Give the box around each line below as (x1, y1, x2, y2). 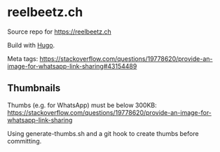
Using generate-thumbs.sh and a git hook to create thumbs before (7, 129, 199, 137)
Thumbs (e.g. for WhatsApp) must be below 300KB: (7, 101, 157, 109)
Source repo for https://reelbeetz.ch (7, 27, 112, 36)
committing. (7, 137, 42, 145)
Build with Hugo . (7, 41, 55, 49)
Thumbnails (7, 82, 61, 95)
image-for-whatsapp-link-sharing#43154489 (7, 62, 137, 70)
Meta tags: (7, 54, 39, 63)
